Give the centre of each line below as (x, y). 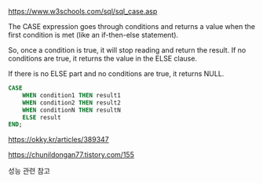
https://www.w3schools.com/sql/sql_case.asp (83, 11)
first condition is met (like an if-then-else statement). (93, 35)
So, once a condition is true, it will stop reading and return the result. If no (127, 50)
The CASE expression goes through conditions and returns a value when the (131, 26)
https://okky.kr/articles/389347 (59, 140)
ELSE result (42, 117)
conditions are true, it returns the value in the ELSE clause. (103, 59)
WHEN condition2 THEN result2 (72, 102)
